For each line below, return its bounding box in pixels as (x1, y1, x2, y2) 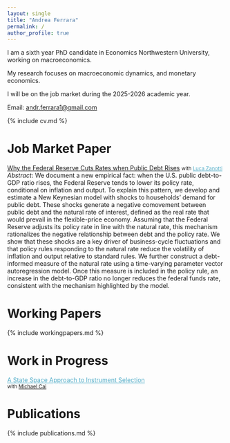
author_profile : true (7, 29, 70, 37)
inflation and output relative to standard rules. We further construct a (7, 252, 203, 260)
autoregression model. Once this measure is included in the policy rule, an (7, 267, 218, 275)
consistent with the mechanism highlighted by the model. (7, 282, 170, 290)
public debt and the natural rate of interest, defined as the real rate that (7, 208, 209, 217)
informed (7, 260, 33, 268)
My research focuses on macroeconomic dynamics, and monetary (7, 69, 197, 78)
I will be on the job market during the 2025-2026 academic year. (7, 90, 191, 98)
